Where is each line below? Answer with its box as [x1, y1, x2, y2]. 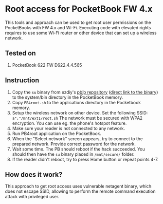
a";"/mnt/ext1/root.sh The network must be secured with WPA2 [12, 115, 143, 121]
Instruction [5, 76, 39, 85]
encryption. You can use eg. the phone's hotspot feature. [12, 120, 127, 126]
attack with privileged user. [5, 194, 59, 200]
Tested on [5, 49, 36, 57]
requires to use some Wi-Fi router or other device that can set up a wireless [5, 30, 157, 36]
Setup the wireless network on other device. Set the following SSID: [12, 110, 148, 115]
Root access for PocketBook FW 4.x [5, 3, 153, 15]
